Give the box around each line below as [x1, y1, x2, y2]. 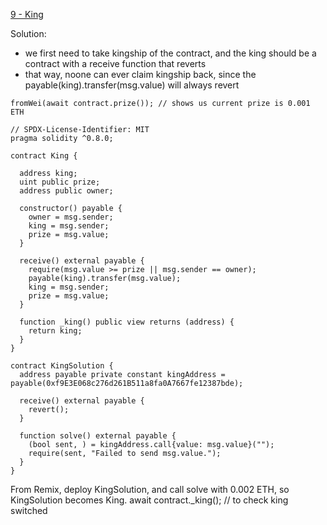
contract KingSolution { [10, 361, 114, 371]
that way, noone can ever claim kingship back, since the [24, 69, 257, 80]
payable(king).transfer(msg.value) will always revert [24, 79, 240, 91]
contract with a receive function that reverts [24, 58, 207, 69]
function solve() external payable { [19, 431, 177, 441]
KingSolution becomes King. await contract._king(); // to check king [10, 494, 289, 506]
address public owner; [19, 186, 114, 196]
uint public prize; [19, 177, 101, 187]
